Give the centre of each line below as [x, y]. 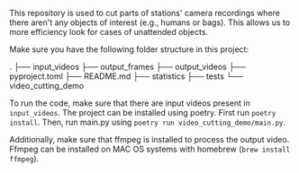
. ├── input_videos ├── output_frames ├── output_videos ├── [127, 67]
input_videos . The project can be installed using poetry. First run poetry [143, 112]
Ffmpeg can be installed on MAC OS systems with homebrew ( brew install [150, 149]
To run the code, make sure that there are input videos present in [130, 103]
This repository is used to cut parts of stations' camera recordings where [145, 13]
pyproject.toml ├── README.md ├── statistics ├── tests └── [126, 76]
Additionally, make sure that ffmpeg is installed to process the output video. [149, 139]
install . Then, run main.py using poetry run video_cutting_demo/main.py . [148, 122]
